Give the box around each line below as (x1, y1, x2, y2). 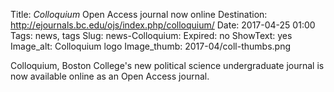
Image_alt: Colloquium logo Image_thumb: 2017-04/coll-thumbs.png (10, 40, 291, 52)
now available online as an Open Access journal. (10, 70, 210, 82)
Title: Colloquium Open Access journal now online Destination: (10, 9, 268, 20)
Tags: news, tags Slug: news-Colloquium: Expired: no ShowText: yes (10, 30, 293, 41)
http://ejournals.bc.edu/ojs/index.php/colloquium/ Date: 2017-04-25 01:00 (10, 19, 316, 31)
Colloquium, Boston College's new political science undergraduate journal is (10, 60, 325, 71)
